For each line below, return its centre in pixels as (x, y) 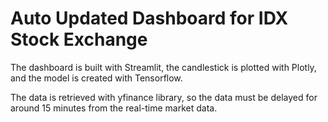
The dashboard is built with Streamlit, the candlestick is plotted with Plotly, (163, 67)
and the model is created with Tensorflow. (96, 78)
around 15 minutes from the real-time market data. (114, 108)
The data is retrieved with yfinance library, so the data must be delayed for (164, 97)
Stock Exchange (79, 39)
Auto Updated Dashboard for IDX (149, 18)
